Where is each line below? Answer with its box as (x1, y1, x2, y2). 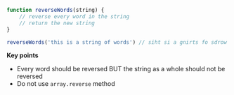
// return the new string (19, 20, 96, 27)
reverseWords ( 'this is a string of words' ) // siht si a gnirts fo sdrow (6, 38, 228, 45)
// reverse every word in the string (19, 13, 130, 20)
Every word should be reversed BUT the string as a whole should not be (16, 65, 226, 73)
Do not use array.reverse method (16, 80, 115, 88)
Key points (6, 51, 39, 59)
